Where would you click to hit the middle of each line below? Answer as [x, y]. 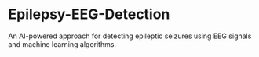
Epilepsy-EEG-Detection [89, 14]
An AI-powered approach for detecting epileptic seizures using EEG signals [130, 36]
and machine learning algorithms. [62, 44]
